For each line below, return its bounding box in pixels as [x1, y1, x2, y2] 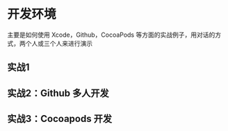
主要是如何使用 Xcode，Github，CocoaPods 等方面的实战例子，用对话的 [7, 30, 215, 39]
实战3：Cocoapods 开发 [7, 113, 113, 125]
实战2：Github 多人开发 [7, 87, 109, 99]
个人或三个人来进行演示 [25, 39, 92, 47]
